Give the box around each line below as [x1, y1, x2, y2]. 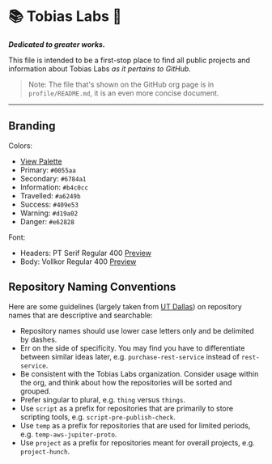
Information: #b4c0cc [19, 182, 89, 192]
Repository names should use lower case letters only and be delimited [19, 326, 255, 335]
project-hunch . [19, 446, 70, 456]
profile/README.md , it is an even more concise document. [28, 87, 219, 98]
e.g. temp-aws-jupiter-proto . [19, 429, 117, 439]
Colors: [8, 140, 33, 151]
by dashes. [19, 334, 57, 344]
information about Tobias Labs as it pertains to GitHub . [8, 63, 192, 74]
